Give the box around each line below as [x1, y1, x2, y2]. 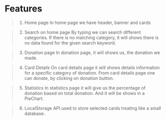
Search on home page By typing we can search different [24, 29, 141, 35]
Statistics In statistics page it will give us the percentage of [24, 84, 146, 90]
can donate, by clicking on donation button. [24, 75, 114, 81]
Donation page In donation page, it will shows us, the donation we [24, 49, 160, 55]
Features [4, 3, 42, 14]
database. [24, 110, 45, 116]
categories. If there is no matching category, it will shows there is [24, 34, 159, 40]
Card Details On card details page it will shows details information [24, 64, 160, 70]
